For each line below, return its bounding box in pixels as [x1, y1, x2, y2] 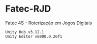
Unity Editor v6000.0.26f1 [5, 34, 62, 39]
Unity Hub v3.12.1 [5, 29, 44, 34]
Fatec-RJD [5, 3, 51, 15]
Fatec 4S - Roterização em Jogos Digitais [5, 20, 92, 26]
